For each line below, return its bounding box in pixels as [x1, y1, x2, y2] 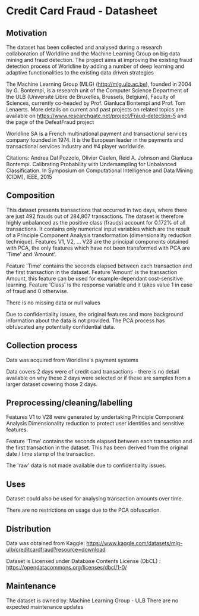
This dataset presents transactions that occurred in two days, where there [6, 206, 188, 213]
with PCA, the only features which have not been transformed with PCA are [6, 244, 190, 251]
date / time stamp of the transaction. [6, 450, 96, 458]
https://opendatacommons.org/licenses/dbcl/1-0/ [6, 564, 127, 571]
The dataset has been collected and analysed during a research [6, 43, 162, 51]
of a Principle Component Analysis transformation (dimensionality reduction [6, 231, 192, 239]
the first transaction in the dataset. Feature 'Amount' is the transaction [6, 268, 178, 275]
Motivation [6, 28, 48, 38]
